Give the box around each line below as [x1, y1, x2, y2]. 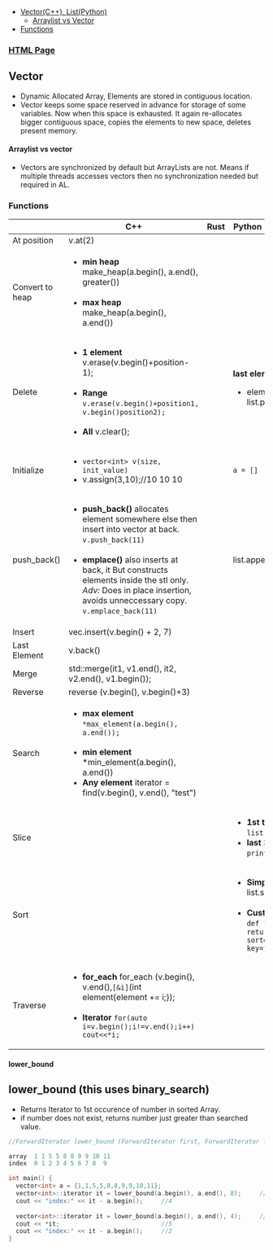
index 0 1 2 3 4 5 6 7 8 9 [8, 1160, 107, 1168]
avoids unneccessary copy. [82, 595, 188, 606]
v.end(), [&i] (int [82, 981, 142, 993]
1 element [82, 347, 123, 358]
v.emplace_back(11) [82, 606, 158, 616]
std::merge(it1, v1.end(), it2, [68, 663, 176, 675]
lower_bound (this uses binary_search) [8, 1082, 210, 1097]
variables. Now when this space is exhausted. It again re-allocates [19, 108, 242, 118]
